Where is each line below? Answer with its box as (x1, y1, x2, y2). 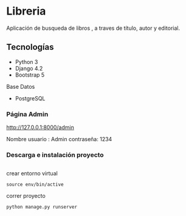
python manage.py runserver (6, 204, 78, 211)
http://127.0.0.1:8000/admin (6, 124, 74, 131)
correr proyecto (6, 192, 46, 200)
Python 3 (15, 58, 38, 65)
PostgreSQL (15, 94, 46, 102)
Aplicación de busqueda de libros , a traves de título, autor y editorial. (6, 24, 181, 32)
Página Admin (6, 110, 49, 118)
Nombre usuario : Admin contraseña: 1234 (6, 136, 112, 143)
